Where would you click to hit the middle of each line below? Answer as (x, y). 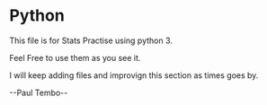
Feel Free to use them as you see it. (75, 57)
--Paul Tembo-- (39, 92)
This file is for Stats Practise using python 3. (91, 40)
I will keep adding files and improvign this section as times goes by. (134, 75)
